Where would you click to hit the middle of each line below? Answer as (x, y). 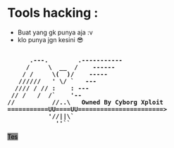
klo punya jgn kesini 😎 (50, 39)
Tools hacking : (53, 13)
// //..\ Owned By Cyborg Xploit (86, 102)
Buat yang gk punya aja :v (55, 32)
